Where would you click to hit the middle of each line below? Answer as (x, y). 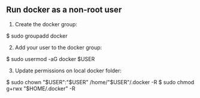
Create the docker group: (46, 24)
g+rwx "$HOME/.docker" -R (41, 88)
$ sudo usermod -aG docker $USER (51, 59)
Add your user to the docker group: (58, 47)
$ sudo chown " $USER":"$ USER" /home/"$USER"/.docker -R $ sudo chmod (100, 82)
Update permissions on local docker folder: (68, 71)
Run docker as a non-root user (64, 10)
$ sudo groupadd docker (37, 36)
